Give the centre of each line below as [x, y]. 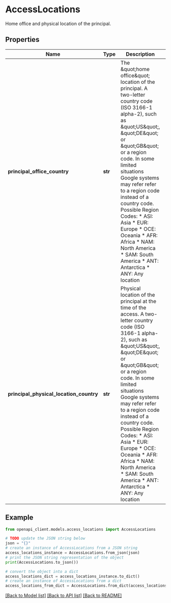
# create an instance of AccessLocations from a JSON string [72, 548]
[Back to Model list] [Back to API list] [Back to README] [64, 596]
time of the [133, 307]
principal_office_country [38, 171]
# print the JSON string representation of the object [65, 557]
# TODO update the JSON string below [45, 539]
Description [140, 54]
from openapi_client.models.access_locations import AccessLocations [81, 529]
